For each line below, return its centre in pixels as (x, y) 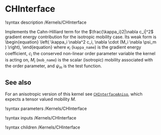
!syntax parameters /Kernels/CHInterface (46, 108)
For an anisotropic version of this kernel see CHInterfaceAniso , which (74, 94)
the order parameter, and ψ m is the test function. (53, 67)
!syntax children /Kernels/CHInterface (43, 127)
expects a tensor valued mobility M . (41, 99)
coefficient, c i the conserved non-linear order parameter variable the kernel (80, 54)
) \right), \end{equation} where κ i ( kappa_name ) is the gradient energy (73, 48)
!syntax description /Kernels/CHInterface (46, 22)
